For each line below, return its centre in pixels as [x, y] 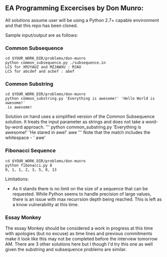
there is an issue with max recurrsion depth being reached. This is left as [87, 199]
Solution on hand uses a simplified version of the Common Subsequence [80, 117]
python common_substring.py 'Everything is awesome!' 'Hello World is [80, 99]
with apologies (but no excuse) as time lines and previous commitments [79, 233]
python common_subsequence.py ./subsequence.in [56, 63]
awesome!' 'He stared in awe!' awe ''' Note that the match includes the [78, 132]
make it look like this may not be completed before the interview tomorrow [82, 239]
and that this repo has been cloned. [42, 25]
